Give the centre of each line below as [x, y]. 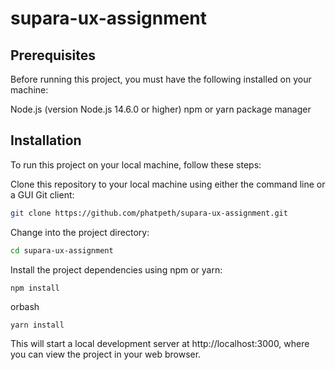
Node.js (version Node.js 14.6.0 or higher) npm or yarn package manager [161, 109]
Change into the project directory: [80, 232]
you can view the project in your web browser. [106, 354]
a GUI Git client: [42, 194]
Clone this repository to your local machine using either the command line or [168, 184]
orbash [25, 307]
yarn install [37, 325]
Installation [46, 140]
